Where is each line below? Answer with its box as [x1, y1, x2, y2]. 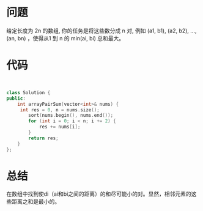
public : [6, 95, 26, 102]
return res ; [28, 135, 59, 141]
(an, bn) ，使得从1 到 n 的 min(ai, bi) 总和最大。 [6, 34, 125, 42]
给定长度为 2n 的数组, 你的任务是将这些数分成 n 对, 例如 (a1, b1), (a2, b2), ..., [6, 27, 197, 34]
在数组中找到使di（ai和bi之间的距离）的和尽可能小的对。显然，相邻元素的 [6, 190, 191, 198]
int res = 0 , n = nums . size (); [20, 106, 100, 113]
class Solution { [6, 89, 51, 95]
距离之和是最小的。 [11, 198, 60, 205]
